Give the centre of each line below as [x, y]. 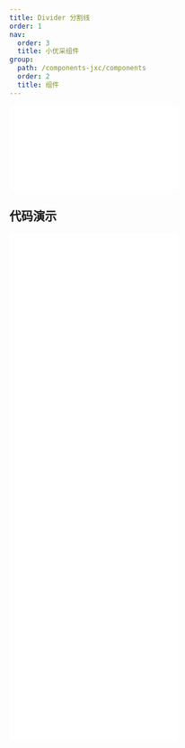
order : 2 [34, 77]
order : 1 [26, 26]
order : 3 [34, 43]
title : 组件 [39, 85]
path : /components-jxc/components [82, 69]
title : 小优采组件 [48, 51]
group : [22, 60]
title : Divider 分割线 [50, 18]
